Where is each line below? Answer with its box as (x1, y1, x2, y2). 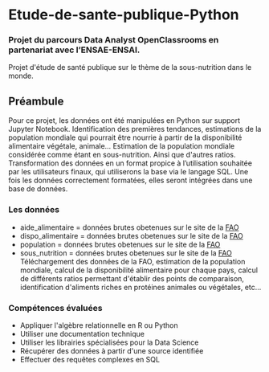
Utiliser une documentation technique (19, 329, 145, 338)
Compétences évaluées (8, 302, 103, 313)
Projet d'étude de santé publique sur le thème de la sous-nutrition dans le (8, 63, 252, 72)
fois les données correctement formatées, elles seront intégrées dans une (8, 175, 253, 186)
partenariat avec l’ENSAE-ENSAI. (8, 44, 141, 55)
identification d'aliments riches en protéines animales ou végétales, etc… (19, 282, 262, 292)
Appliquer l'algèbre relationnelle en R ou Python (19, 320, 178, 330)
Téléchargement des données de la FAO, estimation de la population (19, 256, 246, 266)
